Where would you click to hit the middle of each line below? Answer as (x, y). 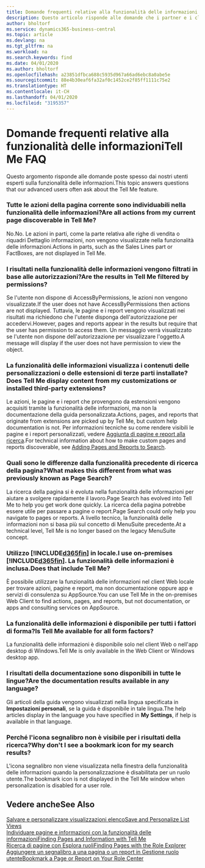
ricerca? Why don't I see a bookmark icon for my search (90, 745)
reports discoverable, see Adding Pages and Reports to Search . (86, 447)
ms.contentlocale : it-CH (38, 92)
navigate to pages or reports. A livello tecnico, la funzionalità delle (89, 517)
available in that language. (39, 721)
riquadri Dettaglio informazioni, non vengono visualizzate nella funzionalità (100, 240)
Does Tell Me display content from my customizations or (92, 381)
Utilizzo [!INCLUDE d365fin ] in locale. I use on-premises (89, 553)
